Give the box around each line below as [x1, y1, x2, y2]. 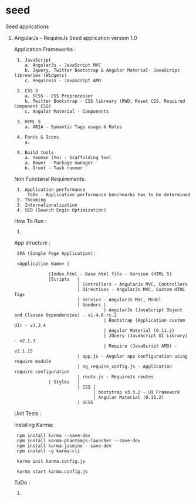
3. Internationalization [16, 202, 77, 208]
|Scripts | [48, 276, 80, 282]
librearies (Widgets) [13, 72, 67, 78]
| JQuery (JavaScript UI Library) [103, 332, 188, 338]
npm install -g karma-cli [16, 448, 80, 454]
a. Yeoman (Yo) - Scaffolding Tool [25, 154, 112, 160]
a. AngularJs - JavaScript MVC [25, 62, 102, 68]
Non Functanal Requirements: [13, 175, 86, 182]
